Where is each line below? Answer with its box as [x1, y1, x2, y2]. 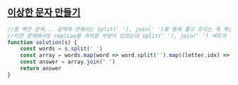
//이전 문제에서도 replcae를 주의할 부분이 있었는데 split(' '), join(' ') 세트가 [7, 32, 227, 39]
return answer [20, 65, 62, 72]
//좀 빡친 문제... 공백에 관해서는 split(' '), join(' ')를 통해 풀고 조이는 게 [7, 25, 221, 33]
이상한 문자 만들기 [7, 6, 81, 19]
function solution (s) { [7, 39, 78, 46]
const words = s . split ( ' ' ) [20, 45, 103, 53]
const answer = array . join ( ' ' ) [20, 58, 115, 65]
